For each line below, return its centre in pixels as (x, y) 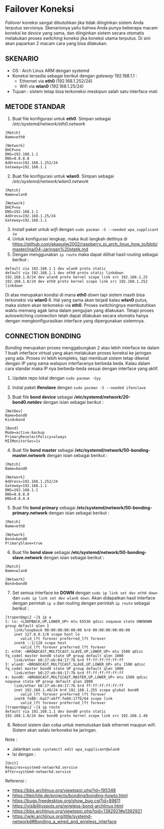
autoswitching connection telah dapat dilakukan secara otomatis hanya (77, 315)
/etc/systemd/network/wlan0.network (50, 181)
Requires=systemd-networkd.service (41, 768)
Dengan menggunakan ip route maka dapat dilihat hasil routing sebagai (85, 254)
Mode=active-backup (25, 433)
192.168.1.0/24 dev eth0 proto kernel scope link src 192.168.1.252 (76, 281)
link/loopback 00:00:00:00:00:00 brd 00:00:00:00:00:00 (72, 630)
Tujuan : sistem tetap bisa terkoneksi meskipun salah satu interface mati (85, 91)
